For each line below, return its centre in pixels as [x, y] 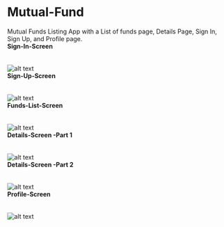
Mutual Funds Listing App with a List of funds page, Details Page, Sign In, [112, 31]
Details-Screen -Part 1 [40, 135]
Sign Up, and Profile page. [45, 38]
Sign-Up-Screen [31, 76]
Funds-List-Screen [35, 105]
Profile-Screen [29, 194]
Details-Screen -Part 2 [41, 164]
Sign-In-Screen [30, 46]
